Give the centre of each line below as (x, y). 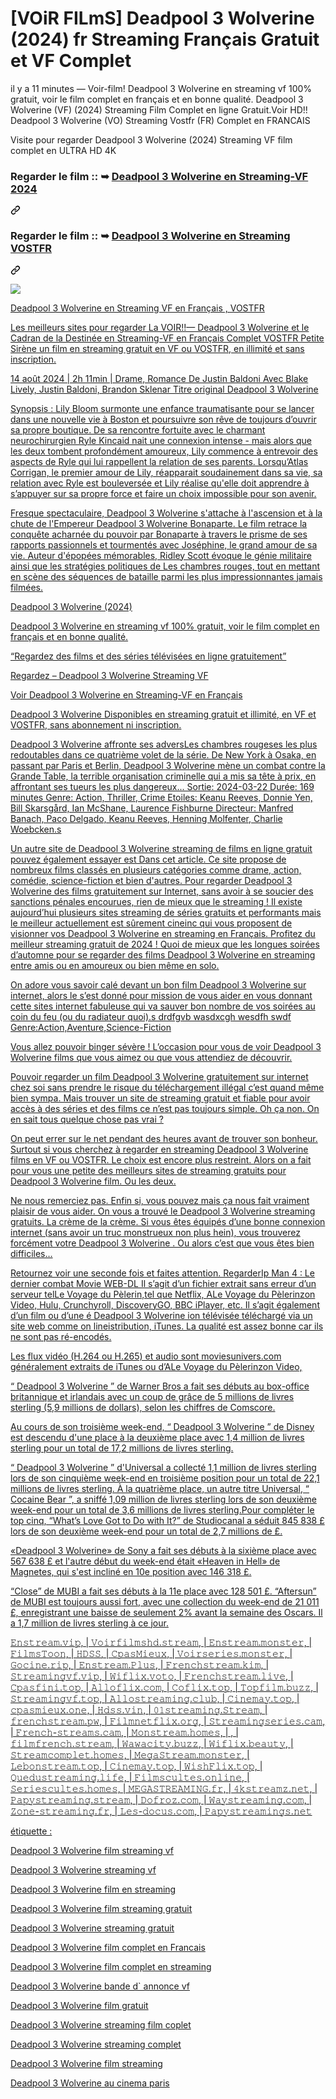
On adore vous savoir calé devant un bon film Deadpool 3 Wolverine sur (158, 984)
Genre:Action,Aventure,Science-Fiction (91, 1027)
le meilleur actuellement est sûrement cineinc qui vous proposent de (151, 923)
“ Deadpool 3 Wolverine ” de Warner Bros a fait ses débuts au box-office (160, 1386)
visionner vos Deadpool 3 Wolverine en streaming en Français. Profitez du (163, 933)
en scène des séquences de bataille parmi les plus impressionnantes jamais (166, 576)
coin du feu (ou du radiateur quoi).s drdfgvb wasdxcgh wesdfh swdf (151, 1016)
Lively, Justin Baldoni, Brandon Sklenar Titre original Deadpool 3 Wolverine (164, 389)
